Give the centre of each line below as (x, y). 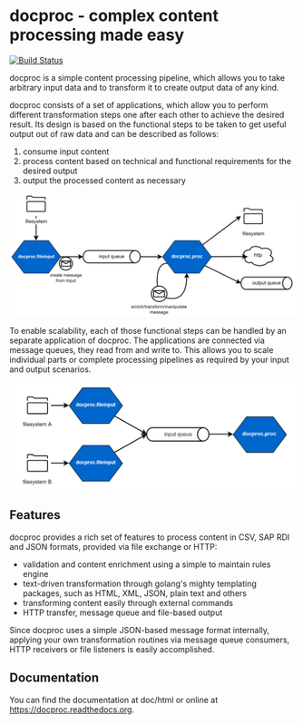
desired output (50, 171)
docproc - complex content (114, 16)
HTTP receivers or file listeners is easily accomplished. (112, 649)
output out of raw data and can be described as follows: (114, 133)
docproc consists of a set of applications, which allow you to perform (139, 104)
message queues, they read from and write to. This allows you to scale (142, 350)
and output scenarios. (50, 369)
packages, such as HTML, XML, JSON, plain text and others (135, 593)
